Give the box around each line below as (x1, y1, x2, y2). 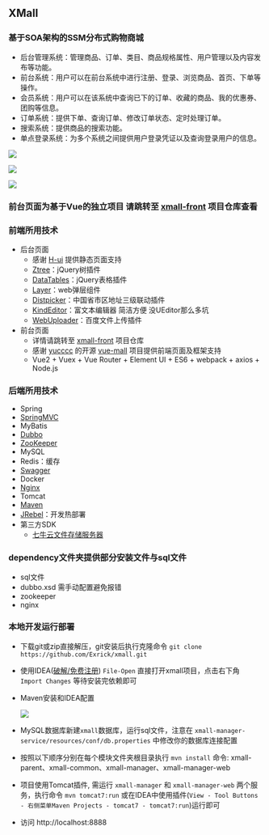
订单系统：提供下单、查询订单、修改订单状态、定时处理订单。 (19, 112, 226, 122)
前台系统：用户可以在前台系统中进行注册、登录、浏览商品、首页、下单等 (19, 72, 261, 82)
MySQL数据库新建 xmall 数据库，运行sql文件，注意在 (19, 725, 194, 735)
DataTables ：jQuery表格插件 (32, 274, 128, 284)
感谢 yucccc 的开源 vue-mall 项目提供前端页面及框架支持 (32, 345, 222, 355)
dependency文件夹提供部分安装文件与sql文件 (8, 552, 187, 563)
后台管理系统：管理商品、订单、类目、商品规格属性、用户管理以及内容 (19, 52, 254, 61)
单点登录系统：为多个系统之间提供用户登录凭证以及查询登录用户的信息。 (19, 133, 261, 142)
